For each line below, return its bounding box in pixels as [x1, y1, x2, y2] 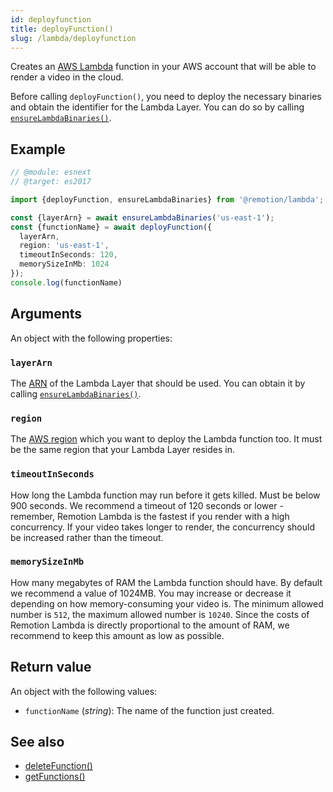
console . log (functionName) [10, 277, 123, 288]
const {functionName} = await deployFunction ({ [10, 222, 213, 232]
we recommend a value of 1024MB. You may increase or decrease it [10, 587, 292, 599]
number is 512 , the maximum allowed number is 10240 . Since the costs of [10, 608, 310, 620]
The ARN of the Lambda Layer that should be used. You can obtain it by [10, 377, 306, 389]
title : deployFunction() [10, 24, 114, 34]
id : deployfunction [10, 14, 92, 25]
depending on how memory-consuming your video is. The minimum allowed [10, 597, 324, 610]
